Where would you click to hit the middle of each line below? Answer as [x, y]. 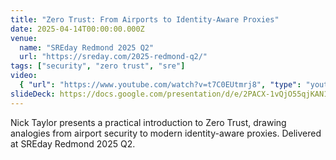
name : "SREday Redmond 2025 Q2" [87, 47]
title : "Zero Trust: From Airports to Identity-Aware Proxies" [145, 19]
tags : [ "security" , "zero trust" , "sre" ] [98, 66]
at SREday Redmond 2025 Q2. [73, 143]
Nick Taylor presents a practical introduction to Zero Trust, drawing [148, 122]
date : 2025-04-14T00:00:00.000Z [77, 29]
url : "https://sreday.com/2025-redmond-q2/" [113, 57]
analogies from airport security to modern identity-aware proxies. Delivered [166, 133]
